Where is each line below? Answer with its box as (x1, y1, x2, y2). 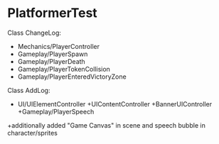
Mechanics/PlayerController (17, 42, 100, 50)
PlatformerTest (7, 5, 97, 21)
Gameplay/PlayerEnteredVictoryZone (17, 72, 127, 81)
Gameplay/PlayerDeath (17, 57, 85, 65)
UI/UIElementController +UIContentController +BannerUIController (17, 99, 212, 108)
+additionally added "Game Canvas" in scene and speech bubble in (7, 121, 206, 129)
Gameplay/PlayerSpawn (17, 50, 88, 58)
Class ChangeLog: (7, 28, 62, 37)
